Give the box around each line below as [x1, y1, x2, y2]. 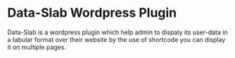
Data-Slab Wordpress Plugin [7, 5, 177, 21]
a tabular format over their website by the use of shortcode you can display [7, 35, 226, 43]
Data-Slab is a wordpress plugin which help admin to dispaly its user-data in [7, 28, 228, 36]
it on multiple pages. [7, 43, 67, 51]
